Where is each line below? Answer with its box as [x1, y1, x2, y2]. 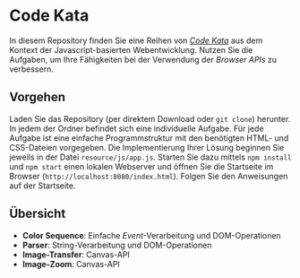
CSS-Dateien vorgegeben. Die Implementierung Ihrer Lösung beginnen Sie [9, 142, 285, 152]
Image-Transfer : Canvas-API [21, 248, 130, 260]
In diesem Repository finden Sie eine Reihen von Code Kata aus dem [9, 35, 263, 46]
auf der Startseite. [9, 180, 76, 191]
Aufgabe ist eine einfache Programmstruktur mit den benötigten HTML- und [9, 132, 289, 143]
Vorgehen [9, 90, 65, 105]
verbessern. [9, 64, 54, 74]
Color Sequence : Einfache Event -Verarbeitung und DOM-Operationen [21, 230, 281, 240]
